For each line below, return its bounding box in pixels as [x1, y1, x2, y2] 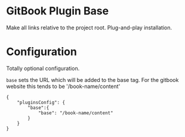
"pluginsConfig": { [17, 99, 66, 105]
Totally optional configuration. [6, 65, 80, 72]
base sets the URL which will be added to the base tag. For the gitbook [6, 76, 179, 83]
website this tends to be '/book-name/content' [6, 83, 121, 90]
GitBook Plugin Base [6, 4, 109, 18]
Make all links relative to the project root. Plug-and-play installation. [6, 24, 172, 31]
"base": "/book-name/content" [38, 109, 113, 116]
